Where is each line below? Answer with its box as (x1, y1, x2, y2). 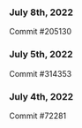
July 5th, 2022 (9, 49, 73, 61)
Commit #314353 (9, 68, 72, 79)
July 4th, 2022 (9, 90, 74, 102)
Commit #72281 (9, 110, 67, 121)
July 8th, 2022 (9, 6, 73, 19)
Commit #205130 (9, 26, 72, 37)
